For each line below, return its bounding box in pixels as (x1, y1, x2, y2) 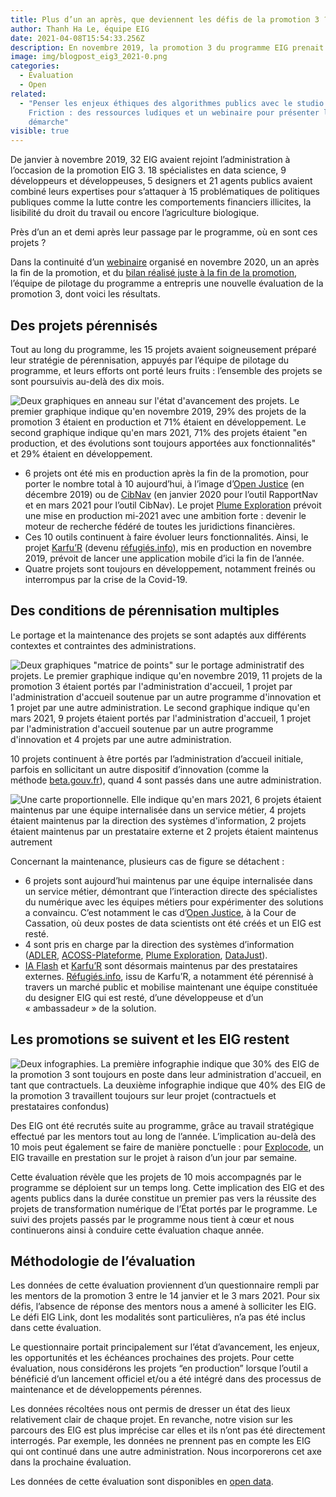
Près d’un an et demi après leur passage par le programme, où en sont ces (10, 226, 318, 238)
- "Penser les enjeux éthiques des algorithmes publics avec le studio (19, 98, 325, 108)
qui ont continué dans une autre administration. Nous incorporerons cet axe (10, 1446, 322, 1458)
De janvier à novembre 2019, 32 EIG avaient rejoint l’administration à (10, 154, 291, 166)
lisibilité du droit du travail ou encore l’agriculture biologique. (10, 207, 260, 219)
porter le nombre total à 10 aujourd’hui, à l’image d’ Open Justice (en (24, 477, 305, 490)
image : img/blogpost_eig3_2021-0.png (10, 52, 168, 62)
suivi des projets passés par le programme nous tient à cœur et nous (10, 1213, 295, 1225)
